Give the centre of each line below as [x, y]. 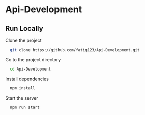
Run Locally [24, 28]
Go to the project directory [33, 59]
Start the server [22, 98]
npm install [23, 88]
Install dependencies [27, 79]
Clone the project [23, 40]
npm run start [25, 107]
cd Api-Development [31, 69]
